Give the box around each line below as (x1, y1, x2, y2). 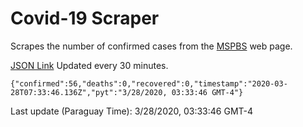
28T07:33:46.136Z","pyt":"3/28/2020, (10, 87, 168, 97)
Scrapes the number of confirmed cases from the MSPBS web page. (10, 40, 293, 52)
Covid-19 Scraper (10, 7, 160, 30)
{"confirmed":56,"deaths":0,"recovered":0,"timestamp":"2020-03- (10, 78, 288, 89)
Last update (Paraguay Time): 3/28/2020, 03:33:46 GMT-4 (10, 105, 254, 117)
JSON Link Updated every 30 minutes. (10, 59, 169, 71)
